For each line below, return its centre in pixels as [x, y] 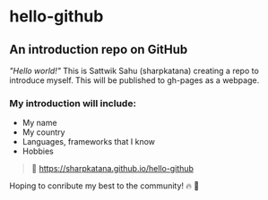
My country [43, 132]
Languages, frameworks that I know [88, 142]
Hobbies [38, 151]
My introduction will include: [73, 103]
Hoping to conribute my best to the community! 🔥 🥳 [104, 186]
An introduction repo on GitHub [99, 50]
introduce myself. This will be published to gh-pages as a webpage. [134, 80]
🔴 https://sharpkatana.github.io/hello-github [112, 169]
